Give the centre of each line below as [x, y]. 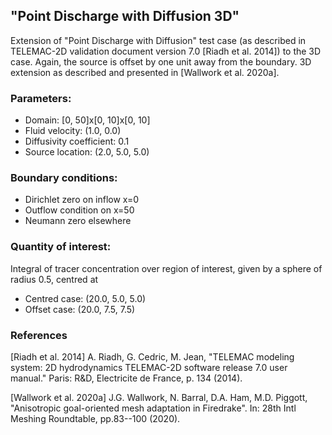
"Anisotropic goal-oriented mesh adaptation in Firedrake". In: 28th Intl [153, 408]
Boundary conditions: [64, 178]
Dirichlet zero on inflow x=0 [82, 200]
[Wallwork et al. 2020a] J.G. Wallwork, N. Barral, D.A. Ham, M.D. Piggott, [159, 397]
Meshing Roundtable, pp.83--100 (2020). [95, 418]
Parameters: [41, 98]
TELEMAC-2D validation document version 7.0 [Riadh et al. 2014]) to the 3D [166, 51]
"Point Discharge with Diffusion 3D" [125, 16]
